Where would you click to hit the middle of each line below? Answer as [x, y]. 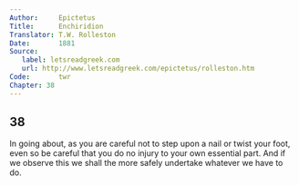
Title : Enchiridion [57, 26]
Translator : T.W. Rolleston [63, 34]
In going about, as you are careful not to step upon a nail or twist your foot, [150, 144]
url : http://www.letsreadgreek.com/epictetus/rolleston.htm [138, 69]
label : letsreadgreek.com [71, 60]
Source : [24, 52]
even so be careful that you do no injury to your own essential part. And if [148, 153]
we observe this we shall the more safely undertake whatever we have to [146, 163]
